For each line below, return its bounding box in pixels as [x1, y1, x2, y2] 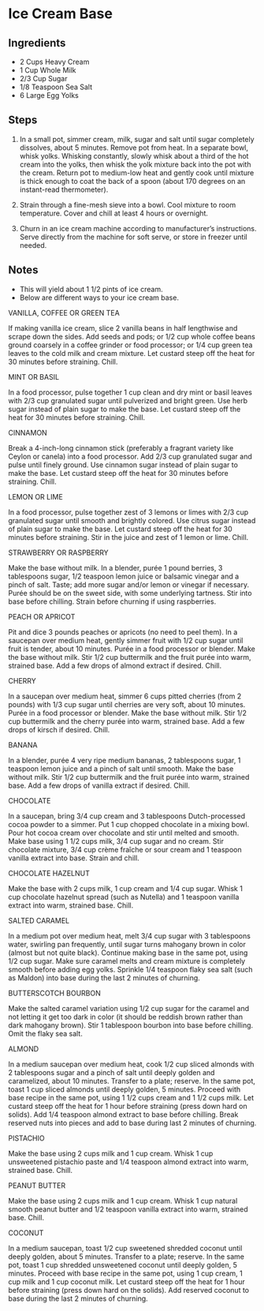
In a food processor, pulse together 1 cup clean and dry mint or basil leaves [8, 388, 252, 397]
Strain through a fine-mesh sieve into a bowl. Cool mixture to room [19, 200, 236, 209]
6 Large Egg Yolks [19, 91, 79, 99]
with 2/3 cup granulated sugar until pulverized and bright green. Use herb [8, 395, 248, 405]
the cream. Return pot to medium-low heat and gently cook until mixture [19, 167, 255, 178]
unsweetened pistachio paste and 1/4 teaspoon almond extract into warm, [8, 1157, 249, 1167]
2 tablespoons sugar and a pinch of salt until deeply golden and [8, 1067, 215, 1077]
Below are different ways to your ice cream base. [19, 293, 180, 302]
